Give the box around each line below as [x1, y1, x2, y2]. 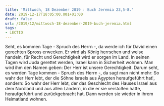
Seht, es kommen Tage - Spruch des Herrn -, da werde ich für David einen [5, 44, 158, 49]
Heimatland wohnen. [5, 96, 48, 102]
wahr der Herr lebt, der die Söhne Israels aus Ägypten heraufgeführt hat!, [5, 75, 155, 81]
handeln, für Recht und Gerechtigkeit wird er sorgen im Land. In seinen [5, 54, 150, 60]
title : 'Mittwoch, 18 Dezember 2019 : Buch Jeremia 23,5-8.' [5, 7, 134, 12]
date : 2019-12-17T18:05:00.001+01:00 [5, 12, 83, 17]
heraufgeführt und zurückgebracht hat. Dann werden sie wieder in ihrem [5, 91, 154, 97]
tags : [5, 26, 16, 31]
